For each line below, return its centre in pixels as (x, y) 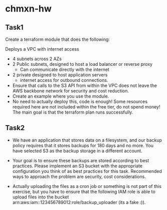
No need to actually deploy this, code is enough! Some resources (80, 101)
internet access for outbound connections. (64, 80)
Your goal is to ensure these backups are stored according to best (81, 160)
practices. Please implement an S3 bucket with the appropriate (77, 166)
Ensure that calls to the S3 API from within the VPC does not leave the (85, 85)
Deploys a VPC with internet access (42, 49)
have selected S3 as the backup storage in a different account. (77, 151)
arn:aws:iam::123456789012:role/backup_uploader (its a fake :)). (79, 202)
